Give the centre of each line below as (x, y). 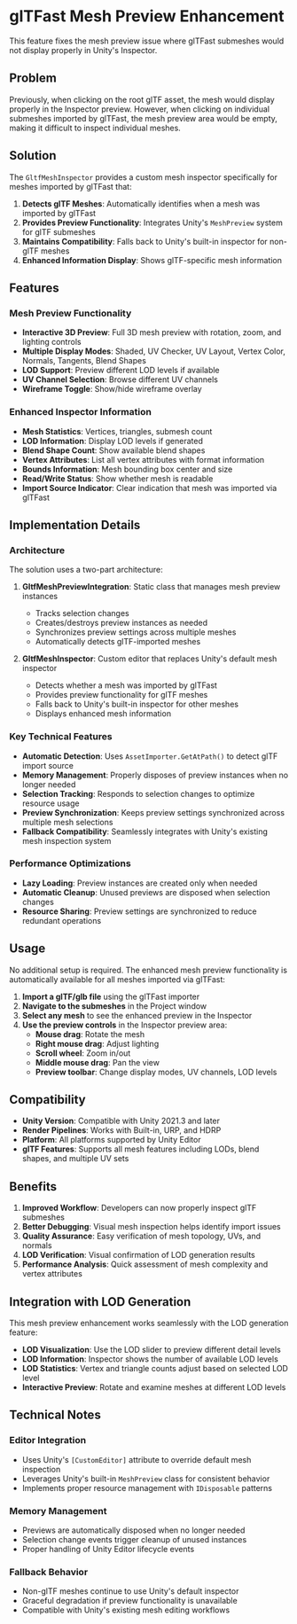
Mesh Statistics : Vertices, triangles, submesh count (117, 431)
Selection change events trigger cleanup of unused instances (134, 1540)
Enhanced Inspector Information (81, 412)
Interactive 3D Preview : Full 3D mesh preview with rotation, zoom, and (152, 332)
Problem (33, 78)
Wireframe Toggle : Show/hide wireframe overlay (112, 389)
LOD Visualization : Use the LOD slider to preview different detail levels (151, 1350)
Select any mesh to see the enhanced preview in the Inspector (137, 1015)
